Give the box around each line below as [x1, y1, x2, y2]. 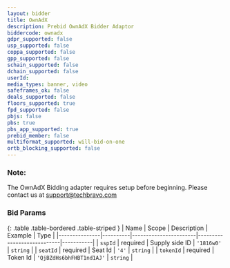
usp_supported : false [7, 42, 70, 49]
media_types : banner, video [7, 81, 88, 88]
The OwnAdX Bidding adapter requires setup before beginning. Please [7, 184, 208, 192]
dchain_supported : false [7, 68, 79, 75]
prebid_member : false [7, 132, 70, 139]
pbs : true [7, 119, 36, 126]
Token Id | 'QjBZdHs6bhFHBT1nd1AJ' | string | [7, 253, 133, 261]
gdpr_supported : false [7, 36, 73, 43]
